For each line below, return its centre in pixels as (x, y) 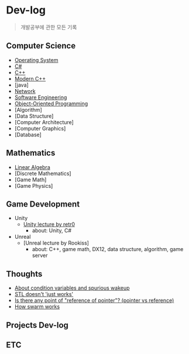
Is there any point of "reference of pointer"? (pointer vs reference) (94, 300)
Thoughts (24, 274)
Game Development (43, 204)
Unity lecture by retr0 (49, 224)
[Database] (28, 135)
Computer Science (41, 46)
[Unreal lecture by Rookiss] (56, 243)
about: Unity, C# (52, 231)
